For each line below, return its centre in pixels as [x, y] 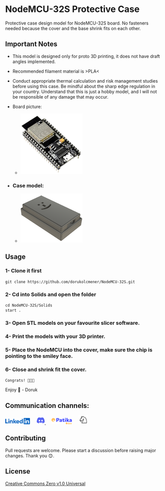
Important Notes [31, 44]
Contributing [25, 438]
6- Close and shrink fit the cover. [46, 369]
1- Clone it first [23, 271]
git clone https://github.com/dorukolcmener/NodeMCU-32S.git [70, 282]
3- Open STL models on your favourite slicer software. [72, 323]
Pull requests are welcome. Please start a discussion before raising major [81, 450]
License [18, 471]
